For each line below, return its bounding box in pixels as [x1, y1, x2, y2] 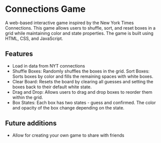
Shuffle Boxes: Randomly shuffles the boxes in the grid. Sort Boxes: [12, 68, 150, 74]
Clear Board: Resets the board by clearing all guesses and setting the [12, 78, 154, 84]
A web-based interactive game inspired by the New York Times [5, 20, 134, 26]
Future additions [5, 119, 57, 128]
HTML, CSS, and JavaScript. [5, 36, 63, 41]
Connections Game [5, 3, 86, 15]
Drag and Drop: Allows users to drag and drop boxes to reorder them [12, 89, 153, 95]
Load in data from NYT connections [12, 63, 85, 69]
